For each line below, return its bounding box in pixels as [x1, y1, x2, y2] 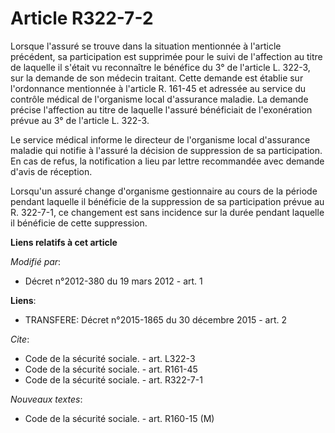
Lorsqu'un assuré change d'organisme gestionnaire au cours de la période [10, 185, 318, 197]
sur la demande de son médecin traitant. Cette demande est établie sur [10, 72, 304, 84]
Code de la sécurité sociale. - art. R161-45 [24, 363, 198, 375]
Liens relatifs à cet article [10, 236, 118, 248]
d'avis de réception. [10, 165, 93, 177]
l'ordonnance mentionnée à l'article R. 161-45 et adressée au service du [10, 82, 307, 94]
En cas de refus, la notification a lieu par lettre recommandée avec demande [10, 155, 325, 167]
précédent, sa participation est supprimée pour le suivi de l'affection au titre [10, 50, 323, 62]
